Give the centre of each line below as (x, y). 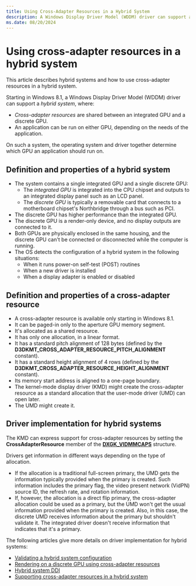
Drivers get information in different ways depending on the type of (85, 455)
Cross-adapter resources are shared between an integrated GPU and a (100, 115)
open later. (27, 399)
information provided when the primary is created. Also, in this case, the (101, 510)
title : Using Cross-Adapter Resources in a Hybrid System (78, 11)
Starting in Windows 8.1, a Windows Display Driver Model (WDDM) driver (93, 98)
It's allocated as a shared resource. (57, 330)
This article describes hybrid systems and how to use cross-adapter (88, 80)
